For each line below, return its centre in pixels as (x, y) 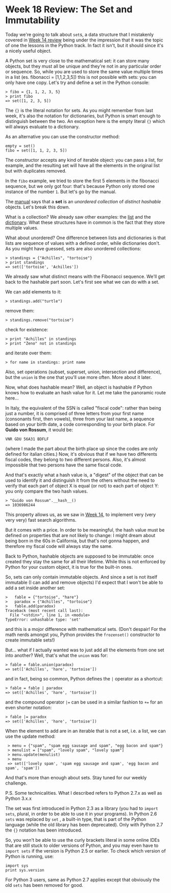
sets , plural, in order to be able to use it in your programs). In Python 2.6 (81, 814)
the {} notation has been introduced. (44, 830)
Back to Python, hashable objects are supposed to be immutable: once (80, 556)
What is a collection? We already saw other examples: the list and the (78, 217)
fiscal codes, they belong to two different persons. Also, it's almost (76, 459)
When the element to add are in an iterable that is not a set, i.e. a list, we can (86, 731)
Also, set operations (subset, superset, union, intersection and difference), (83, 372)
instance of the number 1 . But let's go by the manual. (61, 192)
